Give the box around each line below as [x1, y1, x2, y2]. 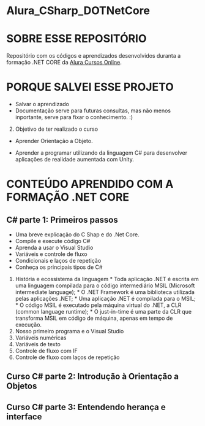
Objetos [6, 381, 37, 392]
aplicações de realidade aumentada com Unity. [15, 156, 135, 163]
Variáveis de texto [15, 341, 61, 348]
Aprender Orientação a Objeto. [15, 137, 93, 145]
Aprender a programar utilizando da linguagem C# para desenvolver [15, 149, 188, 157]
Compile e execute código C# [15, 238, 91, 245]
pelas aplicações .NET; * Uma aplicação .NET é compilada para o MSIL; [15, 295, 196, 303]
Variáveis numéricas [15, 334, 67, 341]
